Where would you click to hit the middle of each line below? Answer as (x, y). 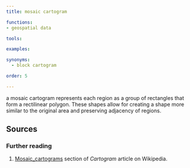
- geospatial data (29, 28)
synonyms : (18, 60)
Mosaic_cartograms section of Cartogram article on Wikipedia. (91, 159)
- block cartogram (34, 66)
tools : (14, 38)
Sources (22, 129)
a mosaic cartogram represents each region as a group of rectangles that (95, 98)
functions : (19, 22)
